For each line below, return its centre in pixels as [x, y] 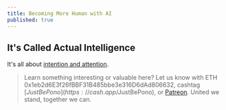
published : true [30, 20]
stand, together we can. [57, 100]
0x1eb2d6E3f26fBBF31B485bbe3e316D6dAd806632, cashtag [112, 85]
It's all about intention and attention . [58, 64]
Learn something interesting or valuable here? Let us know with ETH [121, 78]
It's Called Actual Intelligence [71, 48]
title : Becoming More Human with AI [59, 13]
